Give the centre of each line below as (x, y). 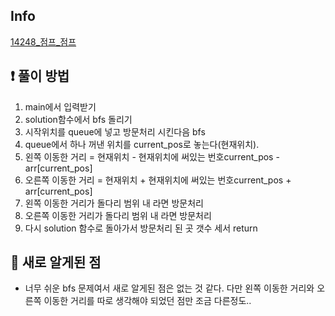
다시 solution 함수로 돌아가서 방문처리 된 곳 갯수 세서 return (141, 228)
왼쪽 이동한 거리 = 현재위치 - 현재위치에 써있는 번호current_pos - (152, 156)
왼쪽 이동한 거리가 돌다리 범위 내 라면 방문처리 (114, 203)
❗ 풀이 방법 (40, 76)
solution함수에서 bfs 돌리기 (78, 119)
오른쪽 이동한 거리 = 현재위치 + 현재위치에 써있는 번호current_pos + (158, 180)
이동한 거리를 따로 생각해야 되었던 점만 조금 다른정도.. (147, 301)
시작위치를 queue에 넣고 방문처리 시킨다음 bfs (115, 131)
